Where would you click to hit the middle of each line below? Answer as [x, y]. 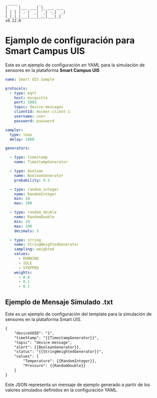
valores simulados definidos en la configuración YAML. [62, 390]
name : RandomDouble [34, 217]
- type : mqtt [23, 93]
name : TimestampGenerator [41, 162]
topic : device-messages [39, 107]
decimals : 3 [26, 231]
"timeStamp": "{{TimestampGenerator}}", [57, 338]
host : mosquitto [31, 98]
